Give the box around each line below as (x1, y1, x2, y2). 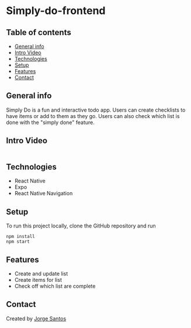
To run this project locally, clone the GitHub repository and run (6, 222, 156, 229)
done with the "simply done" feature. (6, 119, 95, 126)
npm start (6, 239, 30, 245)
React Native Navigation (14, 190, 73, 197)
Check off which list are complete (14, 282, 96, 290)
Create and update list (14, 270, 68, 277)
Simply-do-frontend (6, 4, 106, 18)
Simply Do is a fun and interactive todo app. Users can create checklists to (6, 106, 186, 113)
